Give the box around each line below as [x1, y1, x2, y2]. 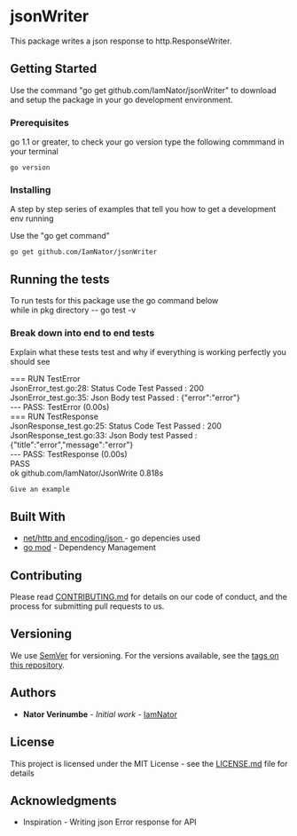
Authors [10, 685, 57, 700]
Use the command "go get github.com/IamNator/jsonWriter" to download [10, 84, 277, 95]
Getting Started [10, 61, 98, 76]
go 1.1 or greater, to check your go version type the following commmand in [10, 137, 285, 147]
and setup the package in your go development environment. [10, 94, 233, 105]
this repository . [10, 659, 66, 670]
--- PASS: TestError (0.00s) [10, 402, 110, 413]
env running [10, 213, 54, 224]
